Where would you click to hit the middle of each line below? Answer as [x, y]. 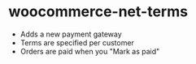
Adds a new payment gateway [71, 34]
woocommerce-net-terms [98, 12]
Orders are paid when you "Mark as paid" [90, 51]
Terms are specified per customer [77, 42]
